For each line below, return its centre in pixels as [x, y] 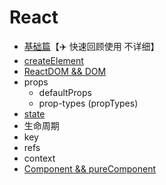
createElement [53, 60]
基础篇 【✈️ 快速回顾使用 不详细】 [91, 46]
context [39, 158]
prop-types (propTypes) [88, 103]
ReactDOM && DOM [65, 71]
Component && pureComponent [90, 168]
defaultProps [65, 92]
